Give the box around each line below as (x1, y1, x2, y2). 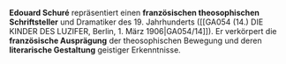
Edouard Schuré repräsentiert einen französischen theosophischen (9, 8, 260, 18)
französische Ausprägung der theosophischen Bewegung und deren (9, 35, 262, 46)
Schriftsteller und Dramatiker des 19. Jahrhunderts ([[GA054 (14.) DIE (9, 17, 264, 27)
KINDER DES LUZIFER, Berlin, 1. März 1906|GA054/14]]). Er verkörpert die (9, 26, 277, 36)
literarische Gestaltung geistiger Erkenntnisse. (9, 45, 181, 55)
